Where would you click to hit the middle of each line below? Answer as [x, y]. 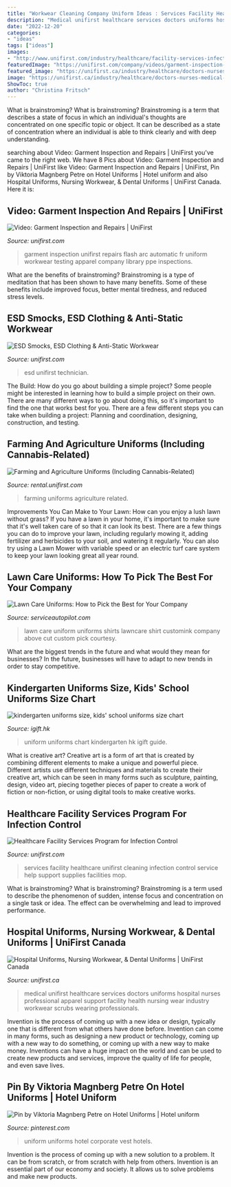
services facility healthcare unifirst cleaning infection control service [121, 868]
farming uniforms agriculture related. [76, 498]
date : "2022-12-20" [35, 26]
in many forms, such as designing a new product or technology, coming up [113, 1036]
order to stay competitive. [44, 666]
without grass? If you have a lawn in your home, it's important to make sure [113, 519]
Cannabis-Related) [49, 455]
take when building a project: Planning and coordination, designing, [102, 415]
